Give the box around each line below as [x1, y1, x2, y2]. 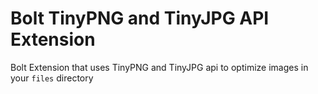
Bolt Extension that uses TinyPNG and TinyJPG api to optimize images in [10, 61, 309, 73]
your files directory [10, 72, 94, 84]
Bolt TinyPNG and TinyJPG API [10, 7, 270, 30]
